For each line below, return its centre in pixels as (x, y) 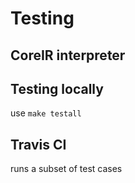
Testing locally (57, 88)
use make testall (46, 113)
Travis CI (38, 144)
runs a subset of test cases (66, 169)
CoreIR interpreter (68, 55)
